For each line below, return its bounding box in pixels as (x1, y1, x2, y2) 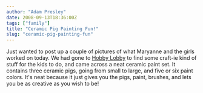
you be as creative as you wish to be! (6, 80, 99, 88)
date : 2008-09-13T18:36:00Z (6, 14, 78, 21)
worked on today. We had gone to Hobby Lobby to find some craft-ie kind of (6, 54, 197, 62)
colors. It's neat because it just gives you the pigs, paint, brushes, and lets (6, 74, 192, 81)
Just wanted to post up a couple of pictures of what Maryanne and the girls (6, 48, 195, 55)
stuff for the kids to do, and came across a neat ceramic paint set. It (6, 61, 176, 68)
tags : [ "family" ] (6, 20, 50, 26)
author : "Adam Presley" (6, 8, 67, 15)
